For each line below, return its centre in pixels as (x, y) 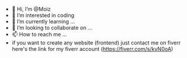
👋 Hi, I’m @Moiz (31, 9)
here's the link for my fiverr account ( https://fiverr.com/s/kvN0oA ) (92, 49)
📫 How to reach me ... (39, 34)
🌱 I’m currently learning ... (43, 21)
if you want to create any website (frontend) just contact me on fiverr (96, 43)
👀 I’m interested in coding (43, 15)
